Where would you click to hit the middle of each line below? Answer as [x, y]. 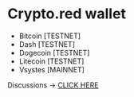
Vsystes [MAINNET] [52, 69]
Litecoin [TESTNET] [51, 61]
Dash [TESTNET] [47, 44]
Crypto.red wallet [67, 14]
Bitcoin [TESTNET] [50, 36]
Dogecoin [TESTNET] [54, 52]
